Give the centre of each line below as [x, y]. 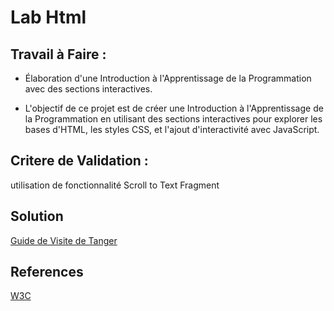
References [47, 272]
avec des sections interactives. [88, 89]
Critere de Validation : [79, 161]
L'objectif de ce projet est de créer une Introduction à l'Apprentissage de [174, 108]
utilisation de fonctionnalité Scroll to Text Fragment [115, 185]
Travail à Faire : [58, 54]
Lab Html [48, 17]
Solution [37, 216]
